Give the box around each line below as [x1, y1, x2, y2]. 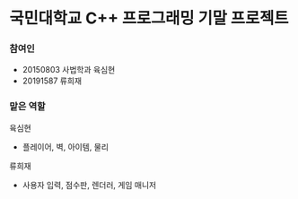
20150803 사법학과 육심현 [22, 65, 116, 75]
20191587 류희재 [22, 75, 83, 86]
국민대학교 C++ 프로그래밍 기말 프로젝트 [9, 8, 289, 29]
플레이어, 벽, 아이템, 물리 [22, 141, 110, 152]
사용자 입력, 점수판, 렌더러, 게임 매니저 [22, 179, 157, 190]
